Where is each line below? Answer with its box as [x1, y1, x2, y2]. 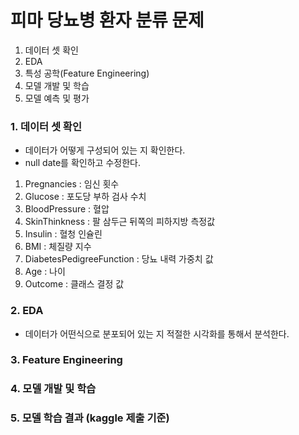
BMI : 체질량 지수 [24, 241, 92, 253]
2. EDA [10, 304, 44, 318]
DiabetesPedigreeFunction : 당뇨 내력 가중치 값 [24, 253, 214, 265]
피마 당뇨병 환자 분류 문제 [10, 9, 205, 32]
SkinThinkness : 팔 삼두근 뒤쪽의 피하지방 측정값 [24, 216, 216, 228]
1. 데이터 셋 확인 [10, 119, 82, 133]
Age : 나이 [24, 266, 66, 278]
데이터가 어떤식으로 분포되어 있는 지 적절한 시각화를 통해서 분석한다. [24, 327, 290, 340]
